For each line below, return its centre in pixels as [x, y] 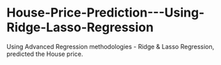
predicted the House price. [45, 54]
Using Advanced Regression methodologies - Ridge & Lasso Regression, [110, 46]
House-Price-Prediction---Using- [106, 13]
